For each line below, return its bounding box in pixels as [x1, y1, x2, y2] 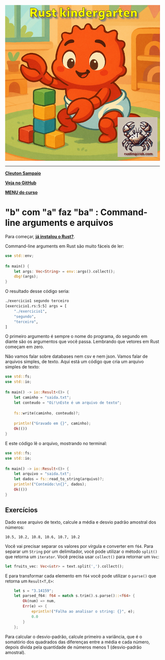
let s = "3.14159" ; [14, 588, 54, 593]
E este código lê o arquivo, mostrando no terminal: [5, 440, 107, 446]
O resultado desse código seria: [5, 289, 70, 294]
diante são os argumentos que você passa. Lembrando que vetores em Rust [5, 338, 160, 345]
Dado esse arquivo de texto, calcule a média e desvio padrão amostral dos [5, 519, 156, 525]
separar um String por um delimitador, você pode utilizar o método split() [5, 548, 158, 554]
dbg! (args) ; [14, 274, 38, 279]
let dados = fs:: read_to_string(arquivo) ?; [14, 477, 105, 482]
